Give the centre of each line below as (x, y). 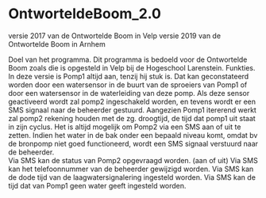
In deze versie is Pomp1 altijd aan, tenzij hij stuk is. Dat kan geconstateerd (129, 76)
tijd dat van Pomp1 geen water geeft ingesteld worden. (97, 185)
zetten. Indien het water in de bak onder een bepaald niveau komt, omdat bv (133, 135)
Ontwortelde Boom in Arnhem (57, 44)
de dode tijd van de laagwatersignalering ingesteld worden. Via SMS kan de (132, 177)
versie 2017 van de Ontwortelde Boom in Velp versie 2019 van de (114, 36)
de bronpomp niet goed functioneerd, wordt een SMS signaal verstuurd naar (133, 143)
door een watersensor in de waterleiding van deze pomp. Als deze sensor (129, 93)
